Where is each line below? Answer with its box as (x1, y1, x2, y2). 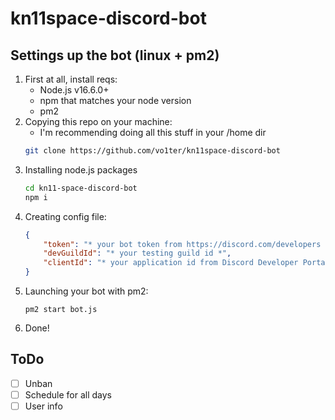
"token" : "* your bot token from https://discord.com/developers (43, 239, 322, 249)
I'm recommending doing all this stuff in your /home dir (39, 127, 267, 138)
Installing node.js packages (24, 163, 138, 176)
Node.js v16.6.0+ (39, 84, 110, 96)
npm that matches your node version (39, 95, 192, 106)
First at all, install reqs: (24, 73, 118, 85)
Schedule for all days (24, 388, 112, 401)
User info (24, 400, 63, 412)
